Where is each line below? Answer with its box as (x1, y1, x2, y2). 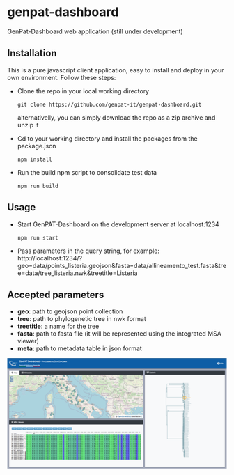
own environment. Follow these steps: (7, 73, 116, 81)
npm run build (17, 182, 58, 189)
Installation (7, 47, 57, 59)
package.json (17, 141, 57, 150)
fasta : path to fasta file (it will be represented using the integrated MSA (17, 329, 221, 338)
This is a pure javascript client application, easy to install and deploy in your (7, 65, 224, 74)
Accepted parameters (7, 288, 104, 300)
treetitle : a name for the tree (17, 322, 100, 331)
